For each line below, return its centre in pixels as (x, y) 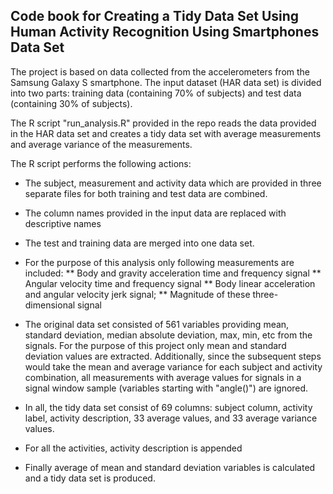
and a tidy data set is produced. (90, 478)
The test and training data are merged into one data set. (139, 243)
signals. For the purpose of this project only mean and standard (155, 345)
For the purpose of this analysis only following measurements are (159, 262)
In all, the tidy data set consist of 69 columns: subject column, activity (168, 407)
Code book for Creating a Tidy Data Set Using (155, 16)
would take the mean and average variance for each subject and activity (173, 366)
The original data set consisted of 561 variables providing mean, (157, 324)
